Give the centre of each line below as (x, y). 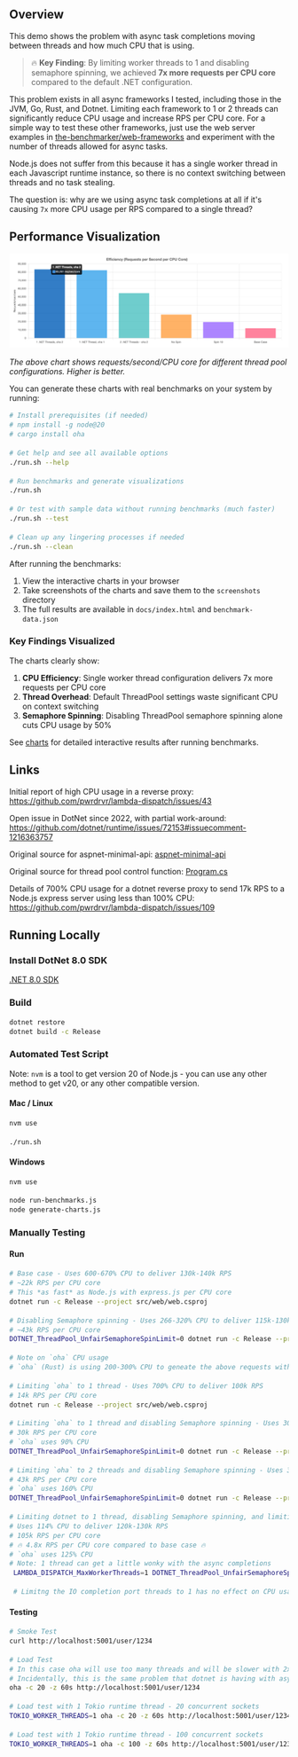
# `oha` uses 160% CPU (51, 1489)
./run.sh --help (39, 462)
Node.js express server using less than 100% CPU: (102, 898)
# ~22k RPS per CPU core (55, 1283)
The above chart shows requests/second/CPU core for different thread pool (148, 362)
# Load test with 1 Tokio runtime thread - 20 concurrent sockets (134, 1706)
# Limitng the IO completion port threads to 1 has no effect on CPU (144, 1592)
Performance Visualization (85, 237)
